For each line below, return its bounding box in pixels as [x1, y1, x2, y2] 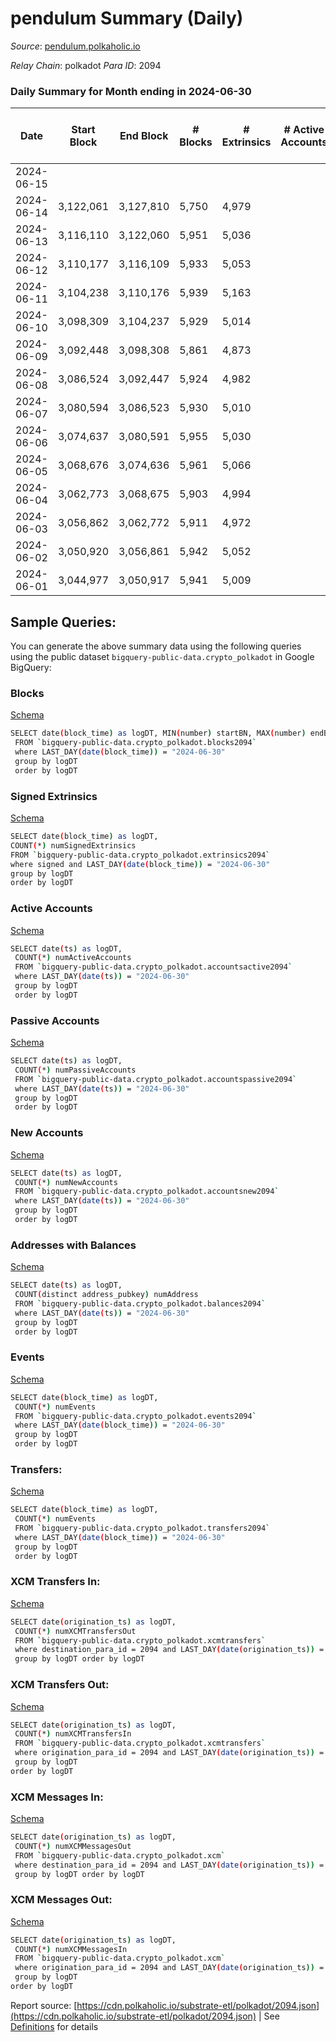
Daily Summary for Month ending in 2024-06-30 [10, 84, 252, 98]
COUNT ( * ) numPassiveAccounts [14, 1065, 137, 1075]
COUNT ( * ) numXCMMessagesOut [14, 1841, 132, 1851]
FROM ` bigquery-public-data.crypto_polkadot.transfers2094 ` [14, 1523, 271, 1534]
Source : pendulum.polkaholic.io [10, 40, 141, 52]
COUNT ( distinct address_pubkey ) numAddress [14, 1290, 199, 1300]
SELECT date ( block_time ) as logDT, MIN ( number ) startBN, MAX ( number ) [10, 728, 307, 739]
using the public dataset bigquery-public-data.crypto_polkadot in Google [10, 651, 315, 663]
